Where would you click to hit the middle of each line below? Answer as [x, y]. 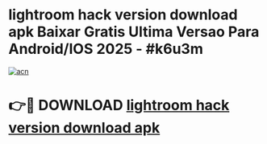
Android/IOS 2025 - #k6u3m [106, 49]
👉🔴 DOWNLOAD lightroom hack [119, 105]
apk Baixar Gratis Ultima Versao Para [134, 32]
